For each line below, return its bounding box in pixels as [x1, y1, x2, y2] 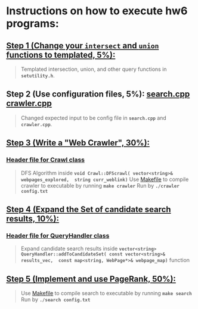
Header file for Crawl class [6, 156, 85, 164]
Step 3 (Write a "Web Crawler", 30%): [6, 138, 150, 148]
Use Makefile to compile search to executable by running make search [20, 290, 192, 296]
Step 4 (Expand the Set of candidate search [6, 204, 171, 214]
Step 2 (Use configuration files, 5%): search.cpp [6, 89, 190, 99]
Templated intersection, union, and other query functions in [20, 65, 167, 73]
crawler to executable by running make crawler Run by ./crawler [20, 182, 180, 189]
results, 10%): [6, 213, 60, 224]
